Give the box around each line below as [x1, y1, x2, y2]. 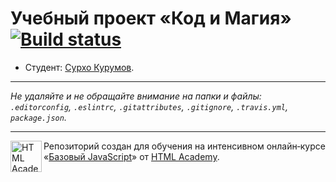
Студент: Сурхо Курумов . [24, 61, 135, 73]
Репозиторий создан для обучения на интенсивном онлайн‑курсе [43, 140, 326, 152]
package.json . [10, 111, 67, 123]
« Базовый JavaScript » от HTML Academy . [43, 150, 220, 162]
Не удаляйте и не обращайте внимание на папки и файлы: [10, 90, 262, 102]
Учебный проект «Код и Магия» [10, 7, 292, 30]
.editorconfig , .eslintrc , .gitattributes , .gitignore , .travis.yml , [10, 100, 288, 112]
